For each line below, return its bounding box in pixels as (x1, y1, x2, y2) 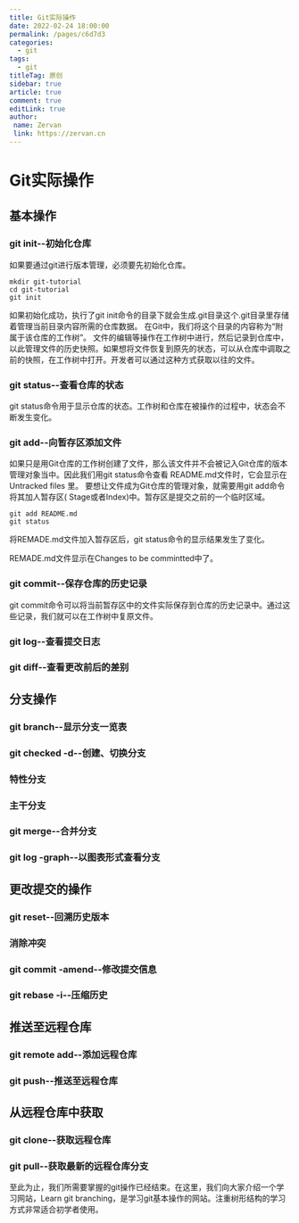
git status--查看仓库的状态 (9, 378, 124, 391)
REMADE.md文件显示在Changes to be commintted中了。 (9, 553, 219, 564)
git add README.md (9, 509, 78, 518)
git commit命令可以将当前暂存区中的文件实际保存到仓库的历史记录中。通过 (9, 599, 283, 610)
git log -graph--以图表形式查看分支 (9, 851, 161, 864)
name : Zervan (12, 121, 62, 130)
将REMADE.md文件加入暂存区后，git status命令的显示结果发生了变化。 (9, 534, 270, 545)
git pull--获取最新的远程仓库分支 (9, 1160, 149, 1172)
